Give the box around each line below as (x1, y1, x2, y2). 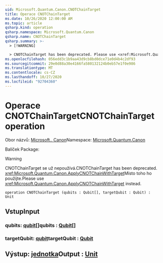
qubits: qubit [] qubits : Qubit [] (5, 222, 76, 228)
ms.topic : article (5, 20, 42, 26)
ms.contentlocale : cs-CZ (5, 70, 55, 75)
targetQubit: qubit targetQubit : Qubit (5, 235, 94, 242)
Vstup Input (5, 208, 40, 216)
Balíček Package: (5, 146, 40, 152)
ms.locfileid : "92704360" (5, 79, 57, 84)
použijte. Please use (5, 175, 45, 181)
